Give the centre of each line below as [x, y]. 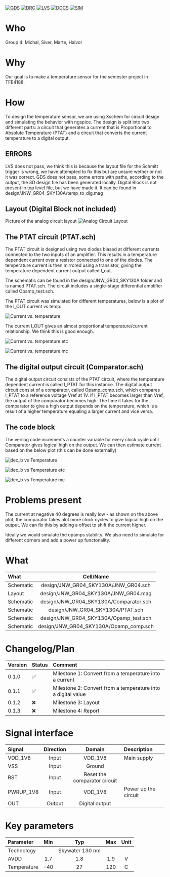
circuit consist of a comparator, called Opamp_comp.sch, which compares [83, 390]
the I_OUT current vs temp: [33, 307]
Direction [55, 749]
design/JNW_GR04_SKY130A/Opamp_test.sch [96, 618]
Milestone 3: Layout [76, 702]
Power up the [140, 788]
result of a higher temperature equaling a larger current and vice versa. [79, 411]
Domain [95, 749]
